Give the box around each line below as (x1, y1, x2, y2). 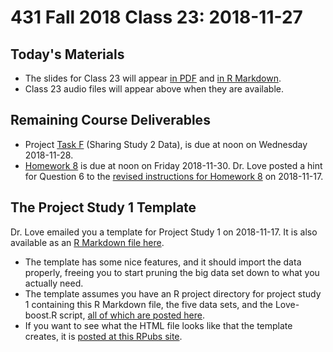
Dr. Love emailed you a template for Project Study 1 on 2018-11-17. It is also (10, 226, 318, 238)
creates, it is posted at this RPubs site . (24, 330, 183, 342)
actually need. (24, 277, 84, 289)
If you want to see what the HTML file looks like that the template (24, 319, 293, 331)
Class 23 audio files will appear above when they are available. (24, 83, 284, 95)
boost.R (24, 309, 58, 321)
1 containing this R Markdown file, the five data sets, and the (24, 298, 273, 310)
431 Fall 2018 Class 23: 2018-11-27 (10, 6, 303, 29)
